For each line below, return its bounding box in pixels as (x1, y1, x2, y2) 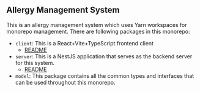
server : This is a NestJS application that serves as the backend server (15, 52, 193, 60)
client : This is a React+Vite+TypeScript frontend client (15, 39, 154, 47)
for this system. (15, 59, 55, 66)
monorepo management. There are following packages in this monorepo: (6, 28, 190, 35)
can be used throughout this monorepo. (15, 79, 116, 86)
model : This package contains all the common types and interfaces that (15, 72, 194, 79)
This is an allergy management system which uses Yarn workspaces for (6, 21, 187, 28)
